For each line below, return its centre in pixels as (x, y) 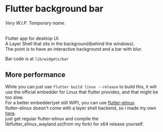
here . (11, 113)
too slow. (15, 97)
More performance (35, 75)
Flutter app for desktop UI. (33, 39)
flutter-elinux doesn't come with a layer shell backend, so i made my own (81, 108)
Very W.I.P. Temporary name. (36, 23)
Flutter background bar (54, 9)
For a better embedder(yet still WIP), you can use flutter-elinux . (70, 103)
